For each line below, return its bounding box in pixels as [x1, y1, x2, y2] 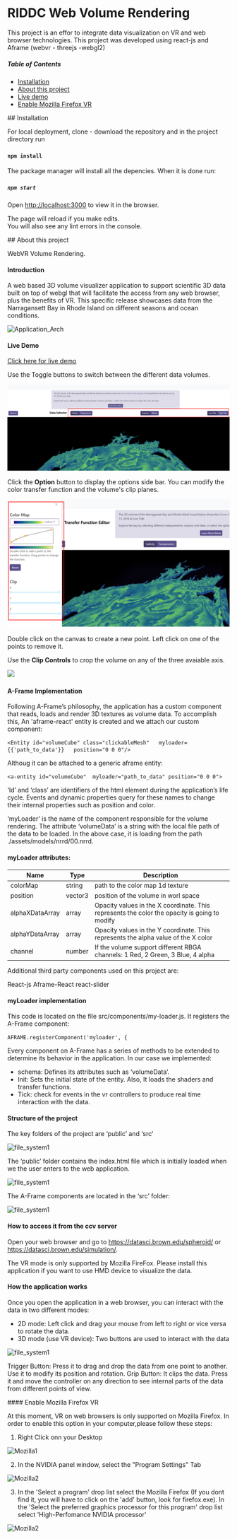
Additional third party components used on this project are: [7, 966, 179, 975]
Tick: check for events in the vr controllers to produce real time [17, 1090, 201, 1099]
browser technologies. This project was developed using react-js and [7, 35, 209, 44]
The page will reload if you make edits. [7, 214, 120, 223]
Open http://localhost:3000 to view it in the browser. [7, 201, 159, 209]
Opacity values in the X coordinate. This [94, 901, 210, 909]
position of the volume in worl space [94, 891, 200, 899]
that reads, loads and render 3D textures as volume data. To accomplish [7, 710, 217, 718]
